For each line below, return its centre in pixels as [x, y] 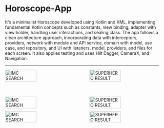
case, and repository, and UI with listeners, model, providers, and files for [79, 48]
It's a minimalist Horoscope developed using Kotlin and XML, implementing [80, 22]
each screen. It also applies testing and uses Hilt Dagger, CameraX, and [77, 53]
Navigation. [17, 58]
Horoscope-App [38, 9]
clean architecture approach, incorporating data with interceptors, [72, 38]
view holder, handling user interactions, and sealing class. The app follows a [82, 32]
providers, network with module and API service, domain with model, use [79, 43]
